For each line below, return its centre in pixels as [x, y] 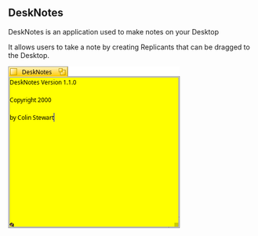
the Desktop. [29, 55]
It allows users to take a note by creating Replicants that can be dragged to [129, 47]
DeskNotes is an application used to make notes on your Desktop [114, 31]
